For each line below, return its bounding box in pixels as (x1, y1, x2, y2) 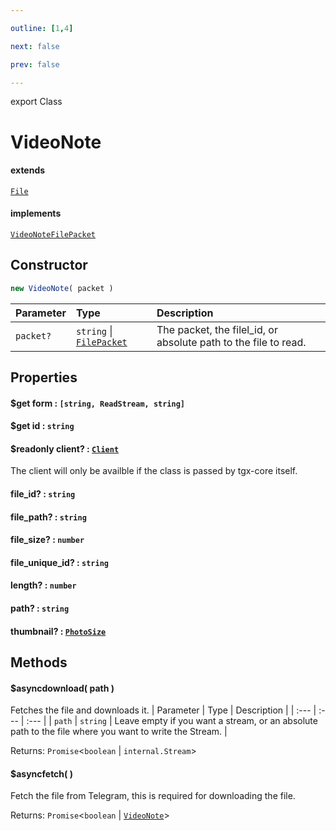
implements (10, 207, 62, 220)
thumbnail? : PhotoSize (10, 625, 107, 637)
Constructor (10, 257, 88, 274)
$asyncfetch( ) (10, 767, 73, 780)
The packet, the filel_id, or (156, 322, 278, 336)
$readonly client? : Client (10, 442, 120, 455)
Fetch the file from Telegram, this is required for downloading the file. (10, 790, 296, 802)
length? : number (10, 579, 77, 591)
